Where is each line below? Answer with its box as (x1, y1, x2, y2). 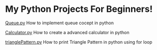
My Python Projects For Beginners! (5, 3, 153, 15)
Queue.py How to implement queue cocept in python (5, 20, 114, 26)
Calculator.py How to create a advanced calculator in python (5, 29, 130, 35)
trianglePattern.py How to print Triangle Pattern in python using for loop (5, 39, 153, 45)
